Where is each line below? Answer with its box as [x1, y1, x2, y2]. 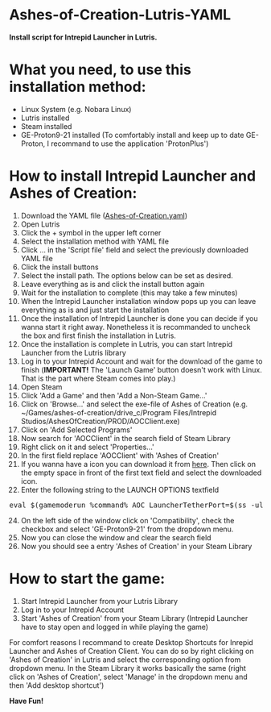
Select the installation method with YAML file [20, 236, 170, 246]
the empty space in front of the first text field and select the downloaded [20, 468, 262, 477]
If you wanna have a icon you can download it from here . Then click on [20, 459, 257, 468]
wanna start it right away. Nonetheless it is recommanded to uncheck [20, 322, 251, 331]
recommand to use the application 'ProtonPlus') [50, 139, 209, 148]
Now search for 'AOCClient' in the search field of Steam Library [20, 433, 232, 443]
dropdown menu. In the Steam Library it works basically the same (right [9, 663, 246, 672]
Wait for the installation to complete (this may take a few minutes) [20, 288, 238, 298]
